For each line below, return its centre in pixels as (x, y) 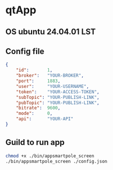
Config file (25, 51)
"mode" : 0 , (34, 114)
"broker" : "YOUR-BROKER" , (50, 76)
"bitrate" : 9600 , (38, 108)
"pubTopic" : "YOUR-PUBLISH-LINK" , (58, 102)
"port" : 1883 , (38, 81)
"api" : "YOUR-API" (45, 119)
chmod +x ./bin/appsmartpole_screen (50, 156)
